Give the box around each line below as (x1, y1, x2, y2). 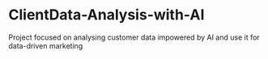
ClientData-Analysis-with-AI (8, 6, 205, 24)
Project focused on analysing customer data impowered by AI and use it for (8, 32, 261, 42)
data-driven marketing (8, 40, 83, 50)
